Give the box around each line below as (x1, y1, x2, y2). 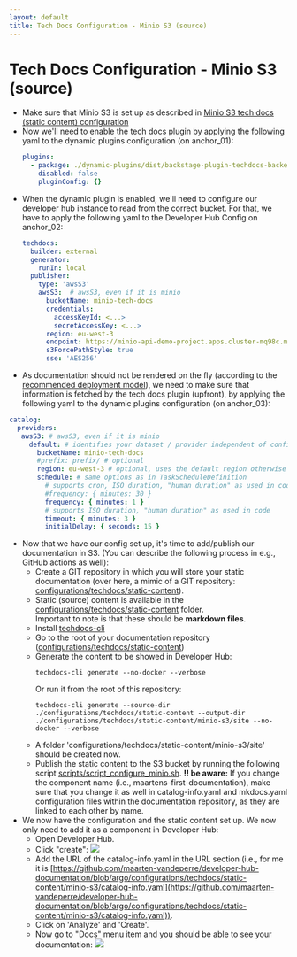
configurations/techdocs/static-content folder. (34, 604, 205, 615)
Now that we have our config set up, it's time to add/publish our (21, 538, 255, 549)
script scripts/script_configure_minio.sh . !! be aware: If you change (34, 768, 280, 779)
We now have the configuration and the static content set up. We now (21, 815, 277, 826)
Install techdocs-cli (34, 623, 105, 634)
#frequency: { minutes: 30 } (44, 489, 152, 498)
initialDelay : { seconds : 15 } (44, 522, 161, 531)
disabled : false (38, 169, 98, 178)
